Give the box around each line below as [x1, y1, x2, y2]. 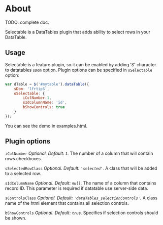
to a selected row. [5, 170, 41, 176]
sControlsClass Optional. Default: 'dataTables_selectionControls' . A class [5, 195, 158, 201]
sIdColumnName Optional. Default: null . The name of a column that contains [5, 180, 157, 186]
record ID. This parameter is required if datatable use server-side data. [5, 185, 149, 191]
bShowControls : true [23, 105, 65, 110]
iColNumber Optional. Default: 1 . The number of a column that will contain [5, 150, 154, 156]
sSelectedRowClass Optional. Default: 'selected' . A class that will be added [5, 165, 158, 171]
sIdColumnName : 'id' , [23, 100, 67, 105]
